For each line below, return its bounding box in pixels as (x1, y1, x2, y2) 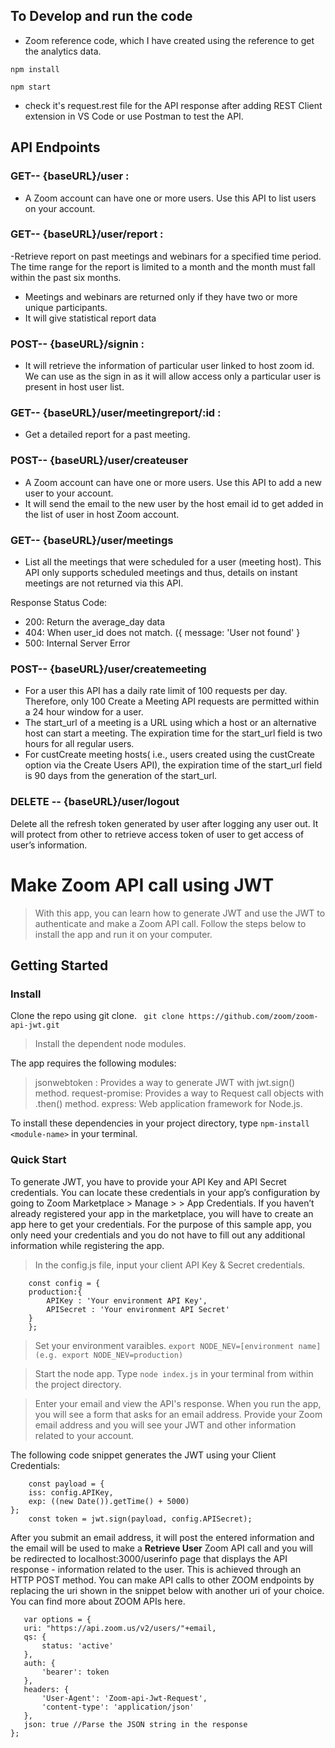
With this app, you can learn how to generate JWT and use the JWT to (34, 907, 326, 919)
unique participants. (24, 301, 108, 313)
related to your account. (34, 1429, 135, 1441)
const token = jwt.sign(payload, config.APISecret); (28, 1514, 253, 1524)
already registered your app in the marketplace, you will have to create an (10, 1207, 314, 1219)
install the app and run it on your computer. (34, 928, 213, 940)
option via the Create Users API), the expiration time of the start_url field (24, 759, 323, 771)
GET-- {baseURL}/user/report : (10, 227, 164, 241)
